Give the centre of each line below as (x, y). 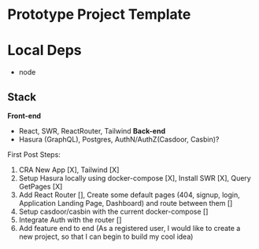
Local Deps (44, 51)
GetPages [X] (41, 186)
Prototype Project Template (99, 15)
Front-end (24, 115)
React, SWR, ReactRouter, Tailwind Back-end (92, 130)
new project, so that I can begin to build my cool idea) (106, 236)
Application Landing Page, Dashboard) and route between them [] (126, 203)
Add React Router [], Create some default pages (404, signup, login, (129, 195)
